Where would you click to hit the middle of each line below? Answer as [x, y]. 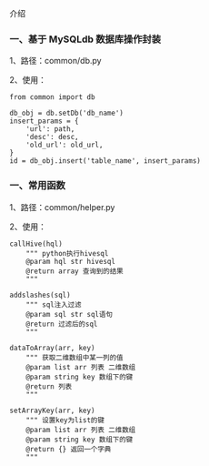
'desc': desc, [52, 137]
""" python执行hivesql [67, 253]
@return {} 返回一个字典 [69, 449]
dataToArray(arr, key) [52, 348]
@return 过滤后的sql [62, 324]
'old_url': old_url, [65, 145]
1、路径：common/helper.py [62, 207]
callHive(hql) [36, 244]
